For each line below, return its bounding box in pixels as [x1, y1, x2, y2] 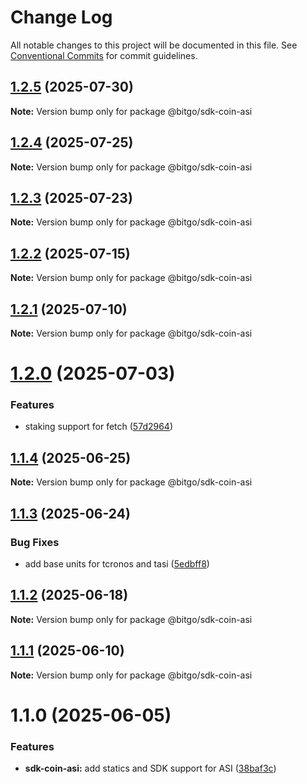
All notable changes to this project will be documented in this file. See [10, 39, 298, 51]
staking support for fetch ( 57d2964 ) [24, 421, 174, 433]
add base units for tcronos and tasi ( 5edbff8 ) [24, 557, 210, 570]
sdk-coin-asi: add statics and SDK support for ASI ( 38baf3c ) [24, 762, 277, 775]
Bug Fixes [10, 535, 60, 549]
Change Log [10, 6, 113, 29]
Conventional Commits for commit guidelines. [10, 49, 198, 61]
